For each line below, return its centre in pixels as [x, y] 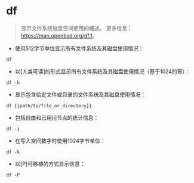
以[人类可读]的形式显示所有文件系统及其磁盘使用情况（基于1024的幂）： [102, 71]
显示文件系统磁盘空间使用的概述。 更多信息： [76, 28]
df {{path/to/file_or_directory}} [49, 106]
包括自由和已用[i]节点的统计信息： [57, 117]
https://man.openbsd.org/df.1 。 [59, 35]
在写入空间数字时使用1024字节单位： [60, 141]
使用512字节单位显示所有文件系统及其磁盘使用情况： [79, 48]
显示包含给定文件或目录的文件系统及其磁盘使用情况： [80, 94]
